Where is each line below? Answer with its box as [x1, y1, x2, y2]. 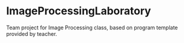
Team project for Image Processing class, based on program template [6, 24, 178, 31]
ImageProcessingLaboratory [6, 4, 151, 18]
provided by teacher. [6, 30, 57, 37]
